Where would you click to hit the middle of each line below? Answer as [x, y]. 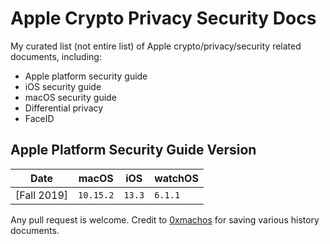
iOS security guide [63, 86]
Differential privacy [64, 108]
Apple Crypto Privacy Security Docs [163, 18]
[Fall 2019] [42, 195]
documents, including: [56, 56]
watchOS [176, 178]
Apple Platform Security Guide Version [133, 150]
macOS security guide [70, 97]
